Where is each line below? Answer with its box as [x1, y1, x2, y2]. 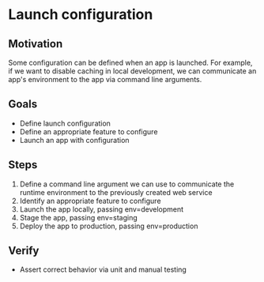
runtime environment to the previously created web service [19, 187, 213, 197]
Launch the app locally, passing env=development [19, 204, 184, 214]
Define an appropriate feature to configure [19, 126, 158, 136]
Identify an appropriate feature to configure [19, 196, 161, 205]
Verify [8, 244, 40, 258]
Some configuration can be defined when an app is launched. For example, [8, 58, 253, 67]
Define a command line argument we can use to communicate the [19, 179, 235, 189]
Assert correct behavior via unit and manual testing [19, 265, 187, 274]
